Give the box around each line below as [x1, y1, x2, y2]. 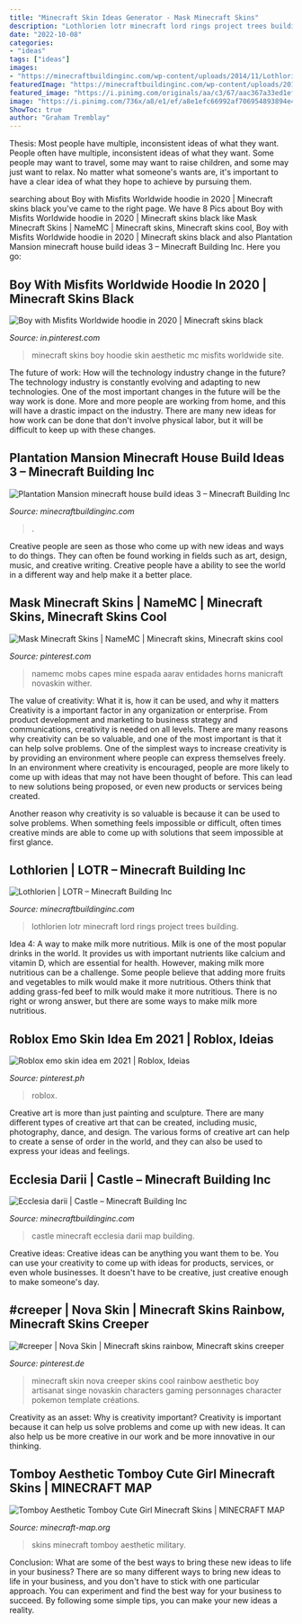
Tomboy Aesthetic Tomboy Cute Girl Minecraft [9, 1467, 276, 1482]
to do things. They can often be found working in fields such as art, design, [9, 550, 288, 561]
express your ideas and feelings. [9, 1146, 130, 1157]
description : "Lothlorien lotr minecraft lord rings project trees [9, 22, 268, 31]
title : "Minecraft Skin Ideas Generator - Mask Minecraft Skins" [9, 13, 259, 22]
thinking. [9, 1440, 42, 1451]
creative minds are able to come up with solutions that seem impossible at [9, 827, 284, 838]
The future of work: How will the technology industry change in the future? [9, 367, 286, 377]
